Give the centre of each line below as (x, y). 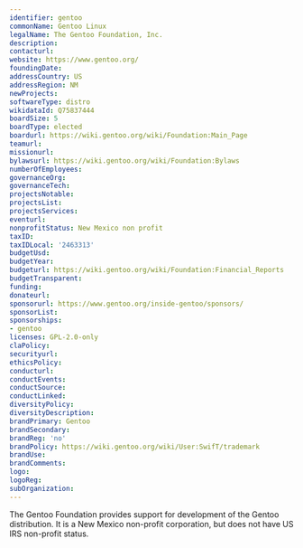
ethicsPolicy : (36, 363)
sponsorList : (34, 312)
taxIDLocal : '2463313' (52, 245)
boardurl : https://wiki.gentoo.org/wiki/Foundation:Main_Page (129, 136)
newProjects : (34, 93)
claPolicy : (30, 345)
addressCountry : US (46, 77)
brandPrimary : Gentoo (50, 421)
